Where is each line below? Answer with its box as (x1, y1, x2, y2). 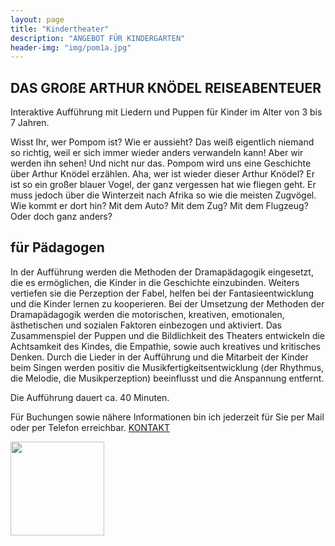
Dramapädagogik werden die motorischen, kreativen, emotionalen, (10, 308, 285, 320)
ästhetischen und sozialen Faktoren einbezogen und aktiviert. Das (10, 319, 282, 331)
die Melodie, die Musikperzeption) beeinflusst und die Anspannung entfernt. (10, 372, 325, 384)
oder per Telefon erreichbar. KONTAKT (10, 421, 170, 433)
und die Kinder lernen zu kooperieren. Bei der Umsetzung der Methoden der (10, 297, 325, 310)
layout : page (10, 14, 65, 25)
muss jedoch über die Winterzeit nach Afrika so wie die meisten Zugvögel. (10, 189, 317, 201)
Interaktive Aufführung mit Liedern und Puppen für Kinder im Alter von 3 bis (10, 106, 323, 118)
